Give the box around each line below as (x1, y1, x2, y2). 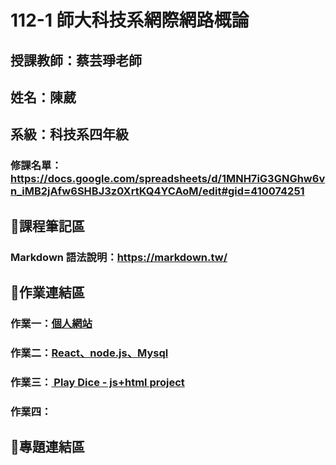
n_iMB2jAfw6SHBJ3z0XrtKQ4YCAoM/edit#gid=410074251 (10, 184, 305, 198)
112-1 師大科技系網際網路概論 (10, 9, 250, 32)
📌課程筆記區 (10, 217, 85, 235)
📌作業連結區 (10, 284, 85, 301)
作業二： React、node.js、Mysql (10, 346, 169, 360)
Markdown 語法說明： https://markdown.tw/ (10, 250, 228, 264)
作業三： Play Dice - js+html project (10, 375, 185, 389)
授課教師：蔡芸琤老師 (10, 52, 142, 69)
